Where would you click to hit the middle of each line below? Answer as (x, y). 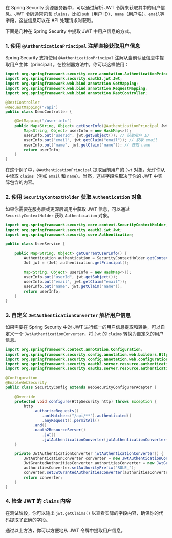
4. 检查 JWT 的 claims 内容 (38, 501)
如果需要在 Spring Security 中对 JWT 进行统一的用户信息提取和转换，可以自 (85, 327)
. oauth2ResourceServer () (59, 430)
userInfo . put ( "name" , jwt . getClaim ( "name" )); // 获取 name (87, 145)
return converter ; (43, 477)
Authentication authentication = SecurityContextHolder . (85, 258)
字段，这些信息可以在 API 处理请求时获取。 (51, 20)
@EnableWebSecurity (26, 383)
